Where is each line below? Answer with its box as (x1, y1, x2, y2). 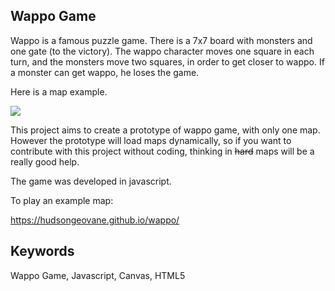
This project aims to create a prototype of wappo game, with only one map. (10, 124, 321, 136)
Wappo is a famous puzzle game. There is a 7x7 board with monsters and (10, 34, 313, 46)
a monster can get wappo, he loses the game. (10, 66, 200, 78)
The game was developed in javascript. (10, 175, 172, 187)
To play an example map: (10, 194, 114, 206)
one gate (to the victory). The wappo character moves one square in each (10, 45, 315, 57)
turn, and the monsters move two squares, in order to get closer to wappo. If (10, 55, 325, 68)
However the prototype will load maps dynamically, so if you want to (10, 134, 292, 146)
